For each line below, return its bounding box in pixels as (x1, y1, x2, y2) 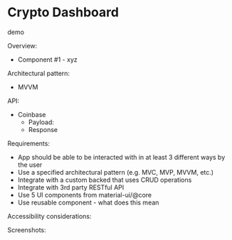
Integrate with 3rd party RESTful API (17, 182, 125, 192)
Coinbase (17, 110, 46, 119)
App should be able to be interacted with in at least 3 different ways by (17, 153, 226, 161)
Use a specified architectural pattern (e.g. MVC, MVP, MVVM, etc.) (17, 168, 214, 176)
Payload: (28, 118, 55, 126)
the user (17, 160, 43, 169)
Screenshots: (7, 225, 46, 234)
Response (28, 125, 58, 133)
